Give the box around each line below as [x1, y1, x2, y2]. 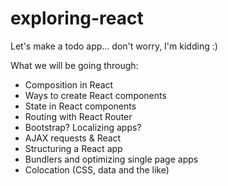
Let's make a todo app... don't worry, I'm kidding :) [10, 40, 218, 52]
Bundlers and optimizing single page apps [24, 153, 199, 165]
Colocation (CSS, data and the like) [24, 163, 170, 176]
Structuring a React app [24, 142, 123, 154]
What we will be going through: [10, 59, 139, 71]
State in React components [24, 100, 137, 112]
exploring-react [10, 7, 144, 30]
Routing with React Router [24, 110, 133, 122]
